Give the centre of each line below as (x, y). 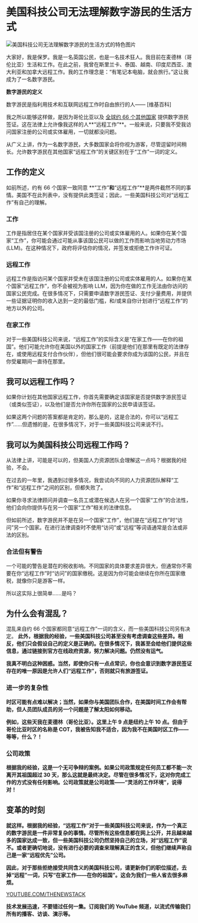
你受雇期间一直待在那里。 (37, 361)
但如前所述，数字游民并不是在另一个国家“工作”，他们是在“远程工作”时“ (92, 520)
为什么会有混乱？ (37, 613)
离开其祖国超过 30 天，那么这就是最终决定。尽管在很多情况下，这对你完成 (96, 774)
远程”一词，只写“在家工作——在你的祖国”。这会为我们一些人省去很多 (98, 875)
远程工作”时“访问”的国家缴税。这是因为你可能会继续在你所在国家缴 (105, 573)
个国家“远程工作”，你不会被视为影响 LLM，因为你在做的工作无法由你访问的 (97, 286)
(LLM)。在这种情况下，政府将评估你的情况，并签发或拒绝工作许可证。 (91, 248)
